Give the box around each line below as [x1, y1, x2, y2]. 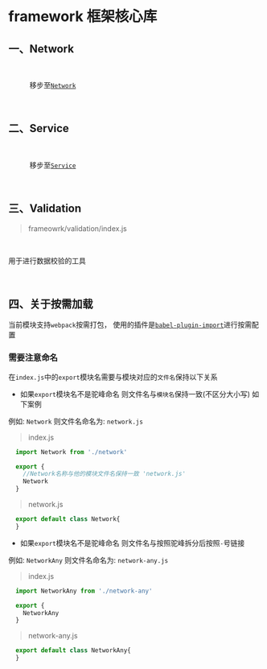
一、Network [8, 42, 75, 56]
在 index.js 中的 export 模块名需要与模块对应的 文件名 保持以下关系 [8, 372, 218, 382]
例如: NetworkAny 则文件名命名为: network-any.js [8, 555, 169, 564]
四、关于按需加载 [8, 297, 93, 311]
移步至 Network [29, 81, 76, 89]
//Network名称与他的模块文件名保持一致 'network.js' [23, 470, 187, 478]
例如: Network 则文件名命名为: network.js [8, 416, 143, 426]
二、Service [8, 122, 70, 135]
